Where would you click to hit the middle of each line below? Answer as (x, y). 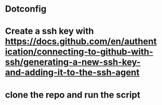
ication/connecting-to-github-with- (79, 52)
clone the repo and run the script (73, 95)
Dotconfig (26, 9)
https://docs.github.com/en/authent (81, 42)
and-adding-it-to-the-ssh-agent (72, 73)
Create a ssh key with (50, 31)
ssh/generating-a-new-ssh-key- (73, 62)
